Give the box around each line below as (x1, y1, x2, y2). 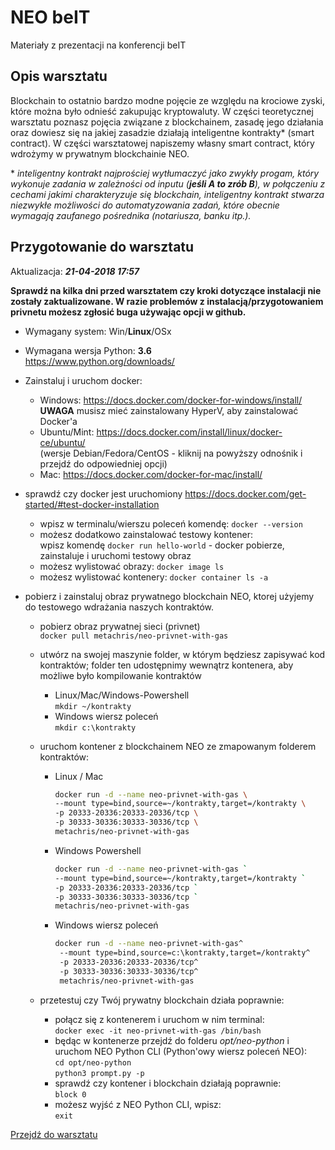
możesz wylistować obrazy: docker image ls (39, 560, 225, 572)
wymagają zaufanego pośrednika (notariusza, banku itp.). (10, 209, 252, 221)
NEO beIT (10, 6, 91, 29)
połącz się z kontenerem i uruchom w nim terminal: (54, 1013, 265, 1025)
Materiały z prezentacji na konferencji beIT (10, 39, 187, 51)
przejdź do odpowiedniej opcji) (39, 457, 168, 470)
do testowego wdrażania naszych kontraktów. (24, 601, 215, 613)
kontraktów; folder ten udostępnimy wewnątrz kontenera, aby (39, 659, 294, 671)
